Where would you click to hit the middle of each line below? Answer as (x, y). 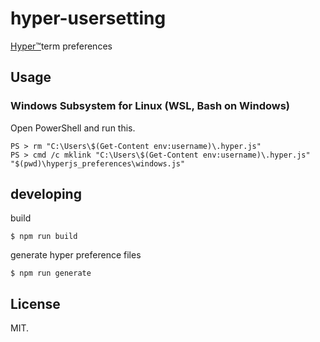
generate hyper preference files (76, 255)
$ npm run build (44, 237)
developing (46, 194)
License (35, 303)
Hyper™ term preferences (61, 46)
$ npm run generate (51, 273)
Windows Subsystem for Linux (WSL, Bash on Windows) (150, 106)
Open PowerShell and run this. (73, 128)
